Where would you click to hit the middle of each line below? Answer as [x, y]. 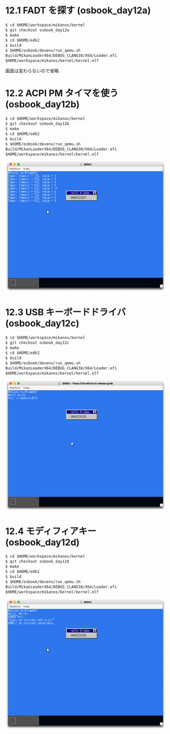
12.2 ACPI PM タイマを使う [62, 93]
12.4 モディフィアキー [51, 531]
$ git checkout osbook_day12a [37, 30]
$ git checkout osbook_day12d [37, 562]
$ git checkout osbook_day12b [37, 124]
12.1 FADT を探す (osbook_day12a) [78, 10]
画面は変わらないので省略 [32, 71]
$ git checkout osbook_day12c [37, 343]
